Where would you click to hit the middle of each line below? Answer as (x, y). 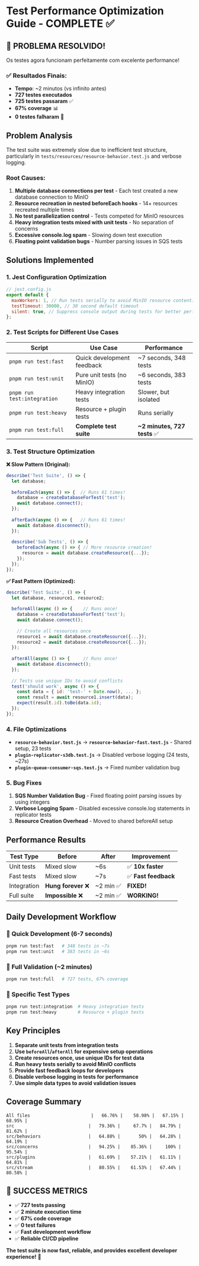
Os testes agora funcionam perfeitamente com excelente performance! (93, 60)
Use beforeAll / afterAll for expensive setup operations (84, 1051)
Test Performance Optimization (85, 11)
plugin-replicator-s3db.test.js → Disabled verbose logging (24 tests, (102, 755)
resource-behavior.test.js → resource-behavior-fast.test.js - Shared (103, 742)
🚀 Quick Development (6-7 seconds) (59, 933)
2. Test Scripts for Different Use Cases (62, 333)
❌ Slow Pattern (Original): (38, 464)
